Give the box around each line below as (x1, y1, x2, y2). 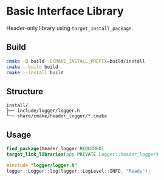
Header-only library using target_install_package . (6, 24, 134, 32)
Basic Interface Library (6, 4, 124, 18)
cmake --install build (6, 69, 64, 75)
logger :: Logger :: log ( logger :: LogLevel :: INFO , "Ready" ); (6, 168, 151, 174)
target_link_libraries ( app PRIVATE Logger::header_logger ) (6, 151, 159, 157)
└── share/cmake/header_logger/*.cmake (6, 113, 108, 119)
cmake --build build (6, 64, 59, 70)
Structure (6, 86, 44, 97)
